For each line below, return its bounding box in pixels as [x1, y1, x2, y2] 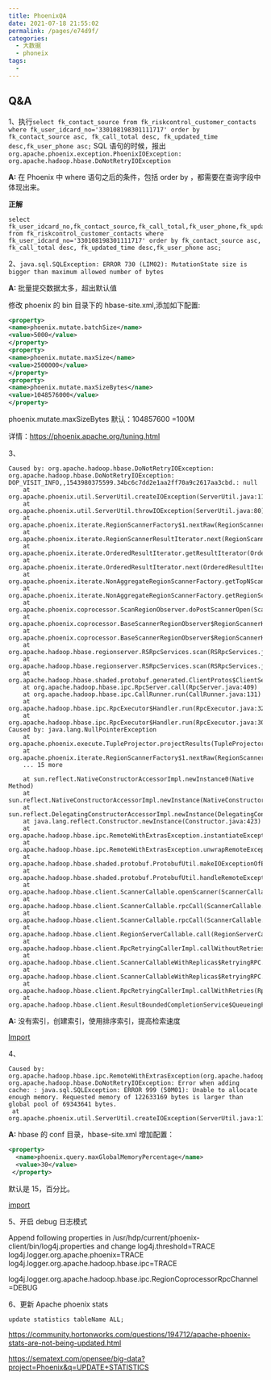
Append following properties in [8, 1232, 111, 1242]
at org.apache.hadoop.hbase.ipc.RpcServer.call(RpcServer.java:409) [23, 683, 258, 692]
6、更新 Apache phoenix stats [8, 1299, 109, 1309]
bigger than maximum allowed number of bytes [8, 268, 164, 276]
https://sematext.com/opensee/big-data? [8, 1353, 145, 1363]
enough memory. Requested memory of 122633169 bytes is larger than [8, 1094, 244, 1102]
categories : [8, 34, 48, 43]
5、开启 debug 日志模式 [8, 1216, 88, 1226]
